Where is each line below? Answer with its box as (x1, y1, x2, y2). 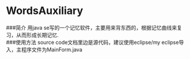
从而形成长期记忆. (16, 31, 59, 39)
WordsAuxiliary (6, 4, 83, 18)
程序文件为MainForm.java (21, 46, 83, 53)
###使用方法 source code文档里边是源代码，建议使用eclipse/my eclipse (6, 39, 179, 46)
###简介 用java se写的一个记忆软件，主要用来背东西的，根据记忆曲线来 (6, 24, 177, 31)
